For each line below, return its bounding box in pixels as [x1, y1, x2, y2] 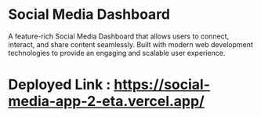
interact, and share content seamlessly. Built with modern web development [8, 39, 253, 49]
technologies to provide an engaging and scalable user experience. [8, 48, 226, 57]
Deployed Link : [8, 76, 111, 93]
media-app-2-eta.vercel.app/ [8, 93, 205, 111]
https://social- [113, 76, 210, 93]
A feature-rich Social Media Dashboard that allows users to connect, [8, 31, 230, 41]
